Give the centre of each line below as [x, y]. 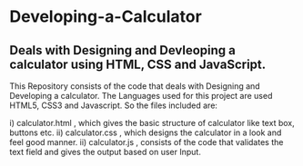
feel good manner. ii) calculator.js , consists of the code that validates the [146, 142]
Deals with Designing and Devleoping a [123, 50]
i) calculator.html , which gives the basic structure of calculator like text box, [152, 123]
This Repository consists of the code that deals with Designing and [135, 86]
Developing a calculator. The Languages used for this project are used [141, 96]
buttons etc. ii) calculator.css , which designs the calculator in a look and [146, 132]
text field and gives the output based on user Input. [106, 152]
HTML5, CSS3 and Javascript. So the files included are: [114, 105]
